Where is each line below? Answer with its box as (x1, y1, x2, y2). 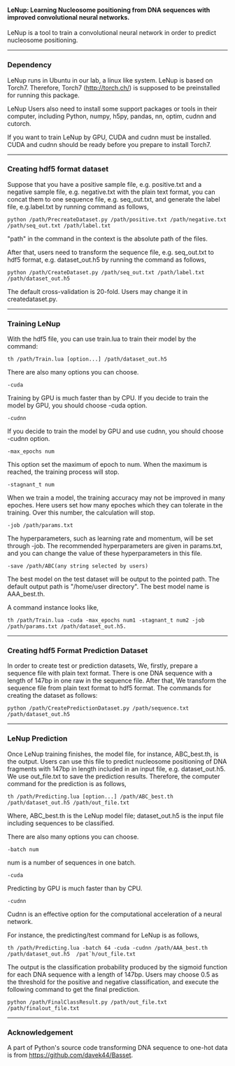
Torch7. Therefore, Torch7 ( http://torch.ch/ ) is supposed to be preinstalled (7, 83, 220, 92)
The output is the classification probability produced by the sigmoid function (7, 962, 228, 971)
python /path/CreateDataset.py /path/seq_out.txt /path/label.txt (7, 269, 205, 276)
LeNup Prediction (7, 734, 68, 743)
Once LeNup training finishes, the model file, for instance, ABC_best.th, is (7, 750, 219, 758)
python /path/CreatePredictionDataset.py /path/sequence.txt (7, 705, 190, 712)
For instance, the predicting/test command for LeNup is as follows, (7, 931, 199, 939)
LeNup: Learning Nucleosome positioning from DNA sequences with (7, 6, 211, 14)
